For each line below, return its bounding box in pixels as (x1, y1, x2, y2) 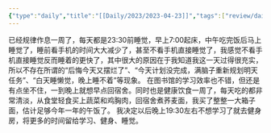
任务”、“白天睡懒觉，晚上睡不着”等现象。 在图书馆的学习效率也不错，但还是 (8, 75, 261, 85)
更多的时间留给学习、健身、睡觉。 (29, 115, 143, 125)
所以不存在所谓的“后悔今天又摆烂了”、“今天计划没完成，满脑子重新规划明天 (8, 65, 258, 75)
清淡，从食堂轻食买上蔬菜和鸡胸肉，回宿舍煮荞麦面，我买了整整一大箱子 (15, 95, 256, 105)
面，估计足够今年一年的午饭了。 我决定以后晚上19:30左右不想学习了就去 (8, 106, 248, 115)
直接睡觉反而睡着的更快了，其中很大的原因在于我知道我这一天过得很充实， (15, 55, 263, 64)
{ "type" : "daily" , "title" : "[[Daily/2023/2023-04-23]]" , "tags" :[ (8, 11, 226, 20)
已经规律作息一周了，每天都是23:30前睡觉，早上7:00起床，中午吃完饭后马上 (8, 35, 262, 44)
